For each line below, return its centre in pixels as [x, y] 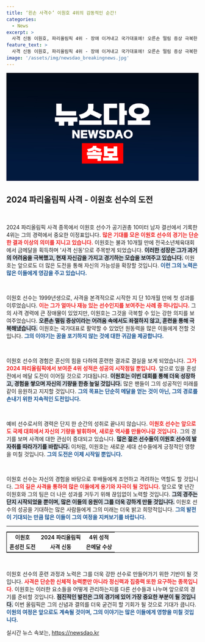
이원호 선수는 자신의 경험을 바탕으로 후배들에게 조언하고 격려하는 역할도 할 [94, 479]
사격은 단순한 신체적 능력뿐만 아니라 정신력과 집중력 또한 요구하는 [100, 581]
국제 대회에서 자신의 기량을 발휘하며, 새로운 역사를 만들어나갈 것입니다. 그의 [101, 431]
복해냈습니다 [21, 328]
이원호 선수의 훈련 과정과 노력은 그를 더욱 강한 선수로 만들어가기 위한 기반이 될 [99, 574]
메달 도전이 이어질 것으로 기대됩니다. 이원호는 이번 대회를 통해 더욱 [101, 376]
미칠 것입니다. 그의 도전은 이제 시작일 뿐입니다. [68, 454]
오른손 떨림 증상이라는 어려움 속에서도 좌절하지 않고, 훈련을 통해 [113, 321]
